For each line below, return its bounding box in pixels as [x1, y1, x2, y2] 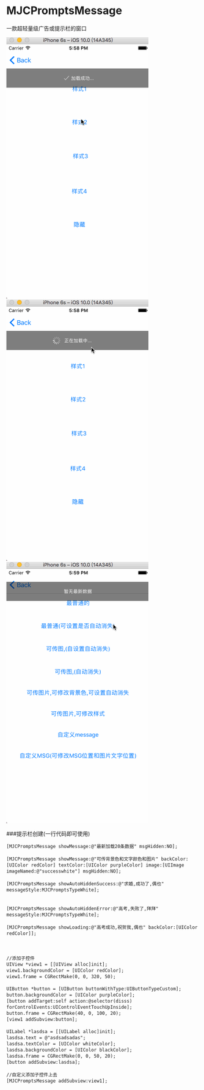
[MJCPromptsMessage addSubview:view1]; [6, 1078, 108, 1084]
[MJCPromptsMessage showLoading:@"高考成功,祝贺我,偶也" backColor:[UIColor [6, 924, 198, 931]
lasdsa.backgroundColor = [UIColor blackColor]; [6, 1047, 133, 1053]
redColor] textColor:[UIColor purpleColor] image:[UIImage [31, 862, 184, 868]
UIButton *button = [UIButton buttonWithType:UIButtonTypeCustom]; [6, 986, 182, 992]
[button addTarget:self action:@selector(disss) [6, 998, 133, 1004]
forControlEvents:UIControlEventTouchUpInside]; [6, 1004, 133, 1010]
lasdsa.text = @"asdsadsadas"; [6, 1034, 86, 1041]
